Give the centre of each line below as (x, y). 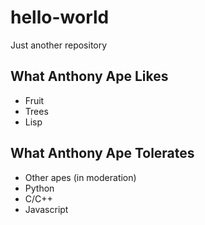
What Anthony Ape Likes (89, 76)
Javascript (46, 209)
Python (39, 188)
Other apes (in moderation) (80, 177)
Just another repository (59, 45)
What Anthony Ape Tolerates (102, 153)
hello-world (60, 17)
